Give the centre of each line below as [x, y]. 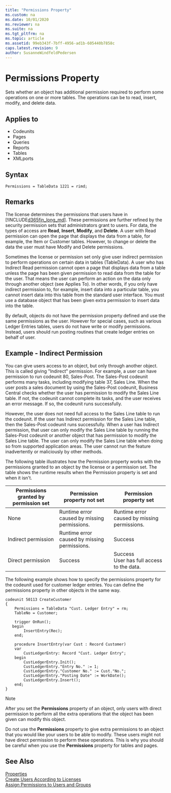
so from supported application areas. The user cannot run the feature [78, 446]
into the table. [20, 306]
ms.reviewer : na [22, 24]
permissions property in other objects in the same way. [63, 590]
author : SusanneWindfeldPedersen [41, 53]
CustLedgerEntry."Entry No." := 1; [61, 667]
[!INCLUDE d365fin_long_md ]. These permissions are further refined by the [84, 220]
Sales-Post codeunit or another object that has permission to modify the [81, 435]
